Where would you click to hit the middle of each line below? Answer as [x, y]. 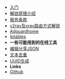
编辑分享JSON [24, 49]
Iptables [18, 37]
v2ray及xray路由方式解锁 [35, 26]
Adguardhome [24, 31]
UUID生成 [19, 61]
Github [16, 72]
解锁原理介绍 [22, 13]
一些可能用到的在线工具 [33, 42]
